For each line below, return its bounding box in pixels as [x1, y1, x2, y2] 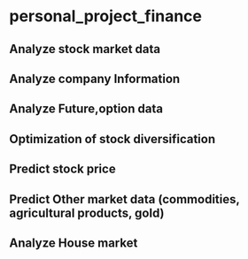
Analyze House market [9, 235, 138, 250]
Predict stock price [9, 162, 117, 177]
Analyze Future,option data [9, 102, 164, 117]
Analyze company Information [9, 71, 181, 86]
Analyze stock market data [9, 42, 161, 57]
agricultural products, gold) [9, 205, 165, 220]
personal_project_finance [9, 6, 202, 27]
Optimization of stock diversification [9, 131, 215, 147]
